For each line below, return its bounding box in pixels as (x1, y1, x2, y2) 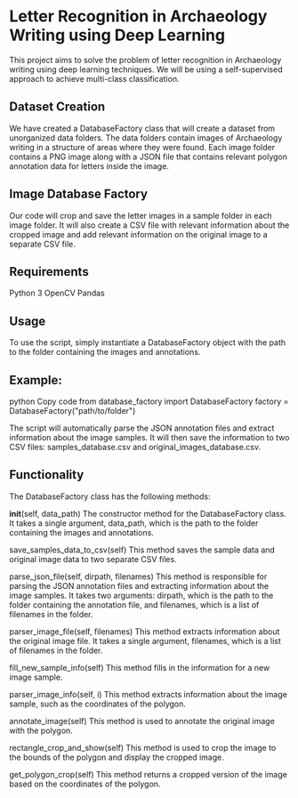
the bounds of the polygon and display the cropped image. (9, 752, 224, 762)
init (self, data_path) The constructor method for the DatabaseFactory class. (9, 508, 286, 519)
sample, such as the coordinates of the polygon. (9, 698, 187, 709)
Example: (9, 372, 62, 388)
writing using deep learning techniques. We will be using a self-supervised (9, 64, 283, 75)
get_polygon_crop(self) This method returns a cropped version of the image (9, 769, 287, 779)
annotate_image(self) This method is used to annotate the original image (9, 715, 276, 726)
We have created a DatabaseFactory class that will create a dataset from (9, 123, 276, 133)
